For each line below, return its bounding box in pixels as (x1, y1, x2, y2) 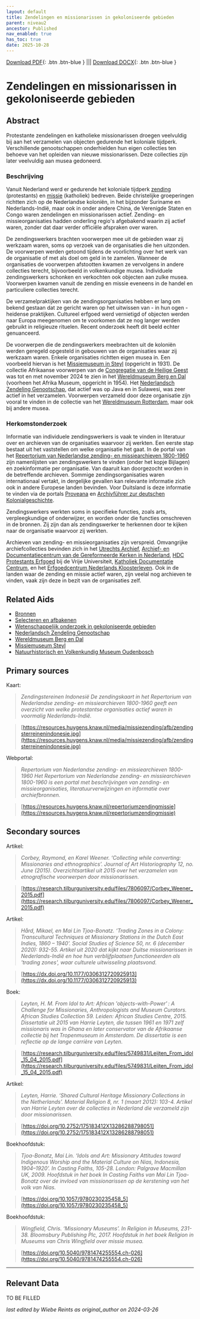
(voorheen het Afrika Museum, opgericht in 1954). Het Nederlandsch (6, 379, 175, 386)
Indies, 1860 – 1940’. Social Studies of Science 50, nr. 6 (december (20, 939, 185, 946)
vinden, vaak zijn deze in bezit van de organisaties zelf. (6, 577, 142, 584)
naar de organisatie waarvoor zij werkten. (6, 527, 108, 535)
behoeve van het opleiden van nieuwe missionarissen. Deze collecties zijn (6, 151, 188, 158)
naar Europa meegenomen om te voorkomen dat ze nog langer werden (6, 317, 180, 324)
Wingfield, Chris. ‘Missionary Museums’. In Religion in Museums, (20, 1225, 180, 1232)
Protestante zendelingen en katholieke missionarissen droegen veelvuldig (6, 132, 187, 139)
